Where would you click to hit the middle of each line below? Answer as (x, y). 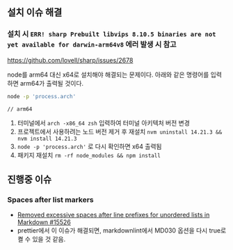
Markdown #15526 (44, 222)
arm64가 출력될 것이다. (52, 83)
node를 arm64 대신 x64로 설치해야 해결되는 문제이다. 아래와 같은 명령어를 (108, 75)
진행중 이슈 (30, 179)
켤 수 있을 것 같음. (41, 240)
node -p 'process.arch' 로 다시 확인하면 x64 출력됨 (89, 147)
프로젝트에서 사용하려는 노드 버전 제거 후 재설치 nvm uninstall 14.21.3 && (120, 132)
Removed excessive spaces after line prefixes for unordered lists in (113, 215)
